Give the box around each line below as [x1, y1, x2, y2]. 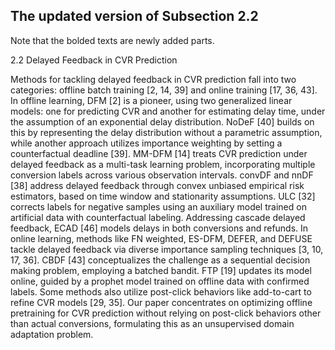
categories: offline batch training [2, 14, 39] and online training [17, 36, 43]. [10, 84, 318, 96]
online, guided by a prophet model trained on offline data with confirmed [10, 275, 310, 287]
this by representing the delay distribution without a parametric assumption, [10, 126, 323, 138]
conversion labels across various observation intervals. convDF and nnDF [10, 169, 314, 181]
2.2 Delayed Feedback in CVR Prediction [10, 54, 178, 66]
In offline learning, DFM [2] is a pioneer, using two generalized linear [10, 94, 293, 106]
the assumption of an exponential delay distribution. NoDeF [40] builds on [10, 115, 315, 128]
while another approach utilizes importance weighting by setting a [10, 137, 283, 149]
